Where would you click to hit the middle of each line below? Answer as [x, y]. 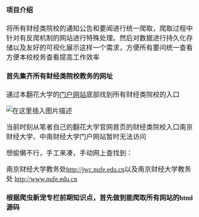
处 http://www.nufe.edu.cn [42, 179]
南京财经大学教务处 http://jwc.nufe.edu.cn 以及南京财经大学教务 [99, 170]
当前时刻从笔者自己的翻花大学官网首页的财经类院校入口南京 [99, 128]
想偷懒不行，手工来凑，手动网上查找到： [70, 153]
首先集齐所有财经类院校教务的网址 [60, 76]
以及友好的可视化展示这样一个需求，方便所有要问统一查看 [103, 48]
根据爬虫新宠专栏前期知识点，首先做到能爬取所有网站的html [99, 198]
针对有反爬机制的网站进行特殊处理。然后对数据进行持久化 [96, 38]
